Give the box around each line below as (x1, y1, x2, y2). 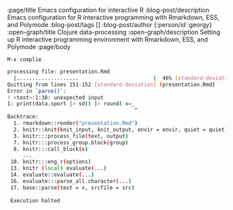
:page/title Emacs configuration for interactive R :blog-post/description (7, 6, 210, 14)
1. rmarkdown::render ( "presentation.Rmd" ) (13, 120, 138, 127)
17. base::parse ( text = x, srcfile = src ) (10, 184, 135, 191)
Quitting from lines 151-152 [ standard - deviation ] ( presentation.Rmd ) (7, 81, 216, 88)
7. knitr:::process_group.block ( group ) (13, 139, 129, 146)
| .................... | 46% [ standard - (13, 74, 207, 82)
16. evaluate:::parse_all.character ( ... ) (10, 177, 132, 184)
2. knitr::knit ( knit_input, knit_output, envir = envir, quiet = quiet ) (13, 126, 228, 133)
